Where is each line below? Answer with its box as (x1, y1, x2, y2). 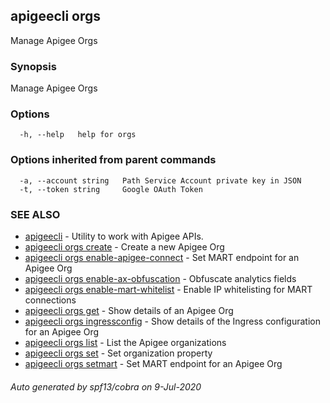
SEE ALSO (10, 207, 61, 221)
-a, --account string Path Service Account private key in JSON (19, 175, 302, 186)
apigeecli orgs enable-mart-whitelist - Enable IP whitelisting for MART (24, 284, 313, 295)
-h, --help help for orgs (19, 130, 137, 140)
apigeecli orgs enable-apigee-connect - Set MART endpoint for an (24, 252, 300, 263)
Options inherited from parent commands (10, 153, 217, 167)
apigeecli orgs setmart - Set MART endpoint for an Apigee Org (24, 358, 283, 369)
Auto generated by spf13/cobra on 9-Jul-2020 (10, 380, 202, 393)
